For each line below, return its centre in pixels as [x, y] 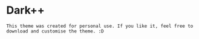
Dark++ [25, 10]
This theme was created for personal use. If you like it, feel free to [100, 26]
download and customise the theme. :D [55, 31]
